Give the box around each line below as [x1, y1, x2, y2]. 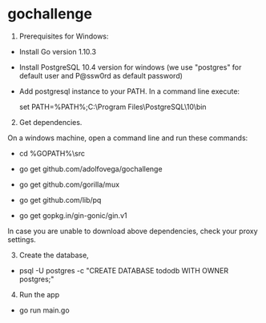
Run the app [18, 289, 60, 299]
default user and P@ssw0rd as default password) [18, 71, 183, 80]
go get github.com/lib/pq [18, 195, 102, 204]
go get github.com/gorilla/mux [18, 180, 120, 189]
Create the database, [18, 250, 89, 260]
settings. [7, 234, 37, 244]
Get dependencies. [18, 117, 83, 127]
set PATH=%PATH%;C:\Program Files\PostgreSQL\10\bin [18, 102, 207, 111]
